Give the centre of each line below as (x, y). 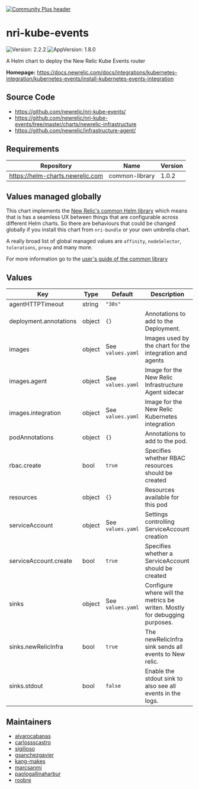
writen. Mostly (165, 608)
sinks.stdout (26, 686)
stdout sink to (164, 679)
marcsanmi (28, 767)
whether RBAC (165, 458)
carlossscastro (33, 742)
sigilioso (25, 748)
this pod (156, 505)
